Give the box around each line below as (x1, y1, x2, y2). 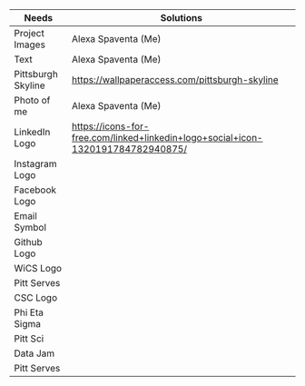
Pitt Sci (14, 332, 44, 344)
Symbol (14, 222, 47, 233)
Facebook (14, 183, 57, 196)
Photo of (14, 94, 51, 106)
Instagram (14, 158, 57, 170)
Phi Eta (14, 306, 44, 319)
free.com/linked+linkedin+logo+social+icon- (71, 132, 263, 144)
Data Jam (14, 347, 55, 360)
